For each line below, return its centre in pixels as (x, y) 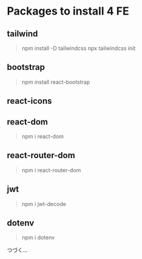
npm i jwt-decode (44, 204)
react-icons (29, 101)
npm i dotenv (38, 238)
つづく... (17, 250)
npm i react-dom (43, 136)
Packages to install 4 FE (68, 11)
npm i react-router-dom (51, 170)
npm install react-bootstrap (56, 82)
